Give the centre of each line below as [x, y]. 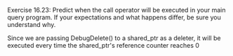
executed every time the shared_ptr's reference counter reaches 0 [104, 45]
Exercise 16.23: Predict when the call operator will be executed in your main [116, 10]
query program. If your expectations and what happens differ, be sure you [114, 17]
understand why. [32, 25]
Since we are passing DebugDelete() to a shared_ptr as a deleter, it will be [114, 38]
